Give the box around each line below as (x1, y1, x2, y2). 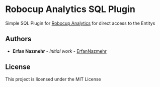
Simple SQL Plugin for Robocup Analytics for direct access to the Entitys (5, 20, 155, 26)
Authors (5, 35, 32, 43)
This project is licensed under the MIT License (5, 76, 102, 82)
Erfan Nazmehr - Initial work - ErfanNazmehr (12, 48, 107, 54)
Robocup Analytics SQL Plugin (5, 4, 136, 15)
